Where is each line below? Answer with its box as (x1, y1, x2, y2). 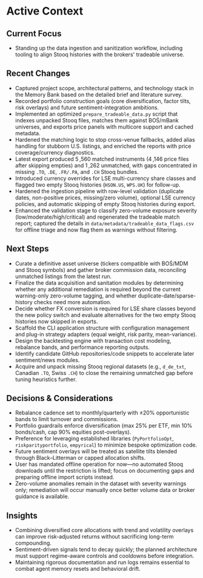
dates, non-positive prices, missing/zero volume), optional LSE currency (15, 194, 196, 201)
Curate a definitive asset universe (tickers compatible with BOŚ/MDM (15, 259, 188, 267)
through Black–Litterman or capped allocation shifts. (15, 454, 146, 462)
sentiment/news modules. (15, 356, 80, 364)
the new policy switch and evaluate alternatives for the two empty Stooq (15, 311, 196, 319)
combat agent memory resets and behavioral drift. (15, 565, 141, 573)
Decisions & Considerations (6, 393, 113, 404)
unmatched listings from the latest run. (15, 273, 112, 280)
